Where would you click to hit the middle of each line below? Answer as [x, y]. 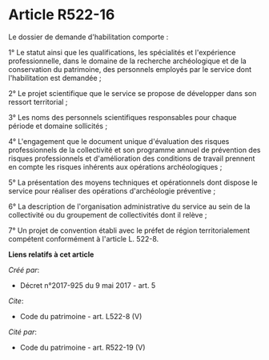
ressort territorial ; [38, 102]
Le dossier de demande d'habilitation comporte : [88, 37]
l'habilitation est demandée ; [55, 78]
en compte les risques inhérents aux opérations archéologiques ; [115, 166]
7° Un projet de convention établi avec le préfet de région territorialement [129, 230]
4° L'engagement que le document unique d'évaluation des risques [119, 141]
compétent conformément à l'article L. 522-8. [84, 238]
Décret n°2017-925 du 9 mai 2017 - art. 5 [88, 285]
